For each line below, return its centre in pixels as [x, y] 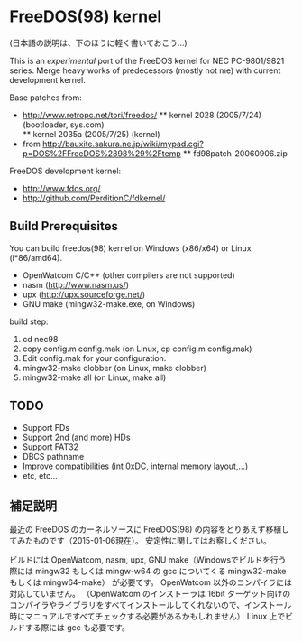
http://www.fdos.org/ [61, 188]
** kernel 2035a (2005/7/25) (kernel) [91, 134]
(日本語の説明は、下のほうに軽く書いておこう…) [98, 42]
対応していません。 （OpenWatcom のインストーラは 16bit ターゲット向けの [150, 594]
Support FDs [46, 427]
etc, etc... [40, 475]
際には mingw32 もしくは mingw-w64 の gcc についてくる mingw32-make [148, 572]
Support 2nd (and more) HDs [76, 437]
